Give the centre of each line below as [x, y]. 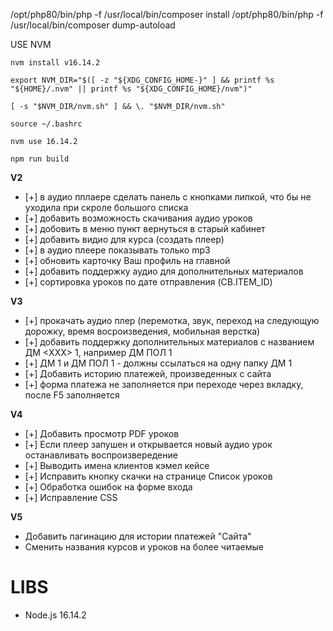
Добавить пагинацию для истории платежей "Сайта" [138, 536]
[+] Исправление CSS [71, 497]
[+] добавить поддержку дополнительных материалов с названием [169, 342]
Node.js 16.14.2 [55, 615]
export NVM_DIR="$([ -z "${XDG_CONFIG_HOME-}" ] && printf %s [142, 80]
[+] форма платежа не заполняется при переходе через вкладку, [164, 384]
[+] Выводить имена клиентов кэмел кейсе [117, 465]
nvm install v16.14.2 [55, 63]
